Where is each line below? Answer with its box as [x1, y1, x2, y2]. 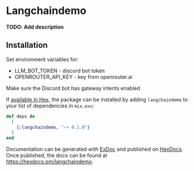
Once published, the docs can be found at [6, 152, 108, 159]
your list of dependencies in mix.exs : [6, 102, 95, 109]
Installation [6, 40, 48, 50]
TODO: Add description [6, 23, 64, 30]
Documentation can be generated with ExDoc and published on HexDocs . [6, 146, 183, 153]
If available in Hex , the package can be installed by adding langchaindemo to [6, 96, 188, 103]
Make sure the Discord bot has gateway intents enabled [6, 85, 140, 92]
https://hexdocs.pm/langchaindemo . [6, 158, 93, 165]
